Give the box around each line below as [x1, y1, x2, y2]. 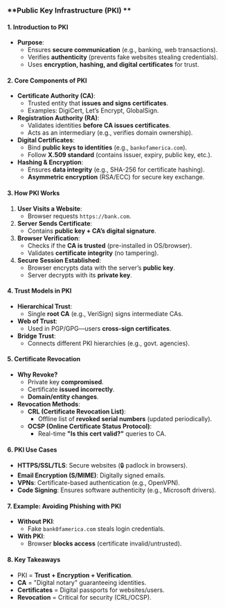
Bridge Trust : [17, 331, 56, 340]
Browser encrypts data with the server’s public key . [27, 263, 175, 272]
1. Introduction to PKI [7, 23, 69, 31]
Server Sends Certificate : [17, 219, 92, 227]
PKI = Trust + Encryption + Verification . [17, 570, 133, 579]
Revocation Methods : [17, 400, 81, 408]
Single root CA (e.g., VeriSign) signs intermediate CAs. [27, 309, 183, 318]
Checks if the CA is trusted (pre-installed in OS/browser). [27, 241, 192, 249]
